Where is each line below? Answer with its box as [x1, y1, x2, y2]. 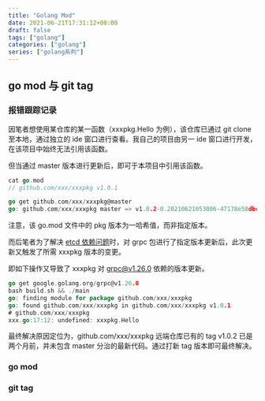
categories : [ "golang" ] [8, 41, 87, 49]
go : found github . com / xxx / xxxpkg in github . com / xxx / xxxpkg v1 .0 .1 [8, 301, 231, 310]
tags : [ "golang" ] [8, 33, 65, 42]
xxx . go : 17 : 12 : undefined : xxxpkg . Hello [8, 316, 140, 324]
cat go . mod [8, 176, 44, 184]
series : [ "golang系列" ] [8, 48, 84, 56]
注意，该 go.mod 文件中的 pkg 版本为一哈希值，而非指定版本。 [8, 221, 212, 230]
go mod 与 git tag [8, 80, 94, 93]
